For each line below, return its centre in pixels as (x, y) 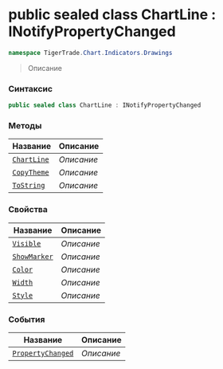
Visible (27, 243)
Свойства (28, 210)
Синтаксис (31, 88)
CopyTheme (31, 173)
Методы (25, 125)
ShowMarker (33, 256)
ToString (29, 186)
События (27, 319)
